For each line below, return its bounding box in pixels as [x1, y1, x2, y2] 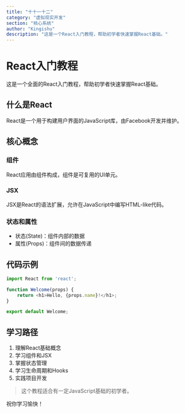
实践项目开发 [14, 374, 47, 382]
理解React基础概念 [14, 344, 61, 351]
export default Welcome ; [6, 309, 69, 315]
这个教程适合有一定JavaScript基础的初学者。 [20, 388, 133, 395]
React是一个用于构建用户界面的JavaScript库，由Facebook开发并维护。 [6, 117, 183, 124]
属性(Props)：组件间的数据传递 [14, 240, 92, 247]
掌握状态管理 [14, 359, 47, 366]
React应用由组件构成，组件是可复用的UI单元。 [6, 171, 121, 178]
